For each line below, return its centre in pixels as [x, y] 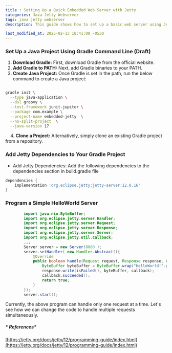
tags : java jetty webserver [35, 19]
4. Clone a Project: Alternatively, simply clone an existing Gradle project [86, 136]
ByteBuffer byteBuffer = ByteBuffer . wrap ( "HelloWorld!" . [104, 266]
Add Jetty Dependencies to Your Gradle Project [65, 155]
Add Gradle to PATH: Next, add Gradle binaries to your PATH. [77, 68]
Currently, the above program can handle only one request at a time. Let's [83, 304]
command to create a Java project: [50, 79]
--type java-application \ [39, 98]
